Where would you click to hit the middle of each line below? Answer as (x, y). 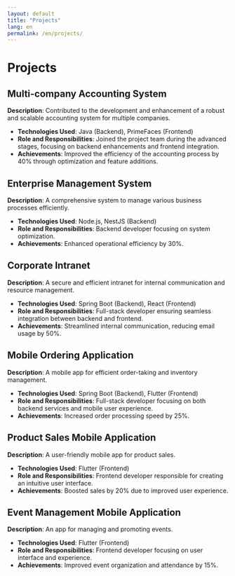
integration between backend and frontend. (80, 318)
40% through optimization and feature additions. (88, 161)
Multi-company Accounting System (87, 94)
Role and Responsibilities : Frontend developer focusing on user (110, 550)
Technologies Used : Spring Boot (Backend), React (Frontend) (107, 303)
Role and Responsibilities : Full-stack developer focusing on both (112, 401)
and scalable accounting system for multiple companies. (89, 118)
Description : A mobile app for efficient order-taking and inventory (102, 372)
